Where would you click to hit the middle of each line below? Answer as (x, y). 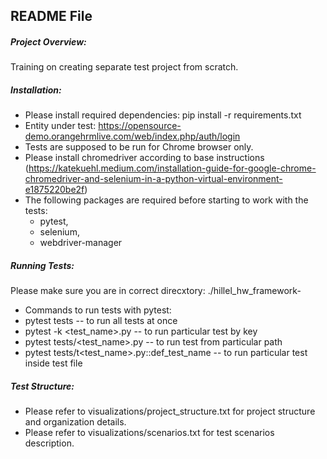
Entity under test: (60, 126)
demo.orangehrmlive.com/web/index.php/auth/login (132, 136)
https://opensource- (140, 126)
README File (51, 16)
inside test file (53, 363)
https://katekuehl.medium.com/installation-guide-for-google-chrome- (172, 168)
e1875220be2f (54, 190)
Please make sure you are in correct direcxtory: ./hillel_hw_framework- (156, 291)
